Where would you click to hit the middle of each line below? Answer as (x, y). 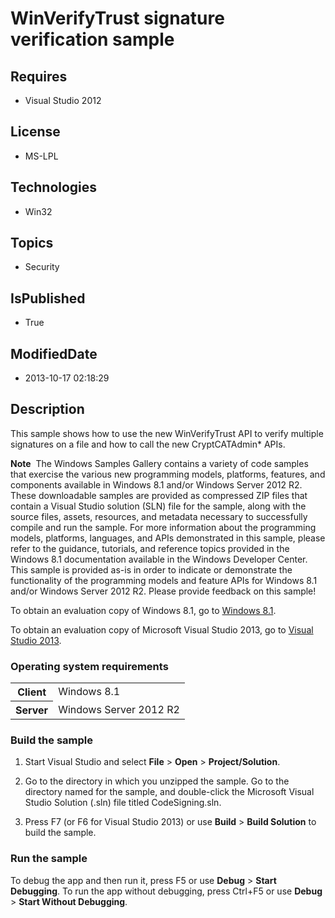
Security (42, 267)
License (35, 132)
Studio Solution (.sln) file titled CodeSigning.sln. (123, 803)
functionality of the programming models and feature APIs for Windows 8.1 (164, 580)
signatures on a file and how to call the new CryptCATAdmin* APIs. (148, 444)
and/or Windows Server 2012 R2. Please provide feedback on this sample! (163, 591)
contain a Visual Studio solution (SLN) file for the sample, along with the (158, 506)
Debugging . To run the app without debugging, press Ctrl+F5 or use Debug (166, 891)
